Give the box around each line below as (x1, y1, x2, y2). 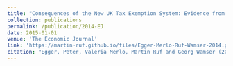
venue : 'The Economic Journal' (7, 36, 98, 43)
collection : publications (7, 16, 82, 23)
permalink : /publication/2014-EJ (7, 23, 104, 30)
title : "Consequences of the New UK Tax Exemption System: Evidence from (7, 10, 225, 17)
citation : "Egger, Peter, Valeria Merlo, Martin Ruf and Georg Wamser (7, 49, 216, 56)
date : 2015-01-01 (7, 29, 58, 36)
